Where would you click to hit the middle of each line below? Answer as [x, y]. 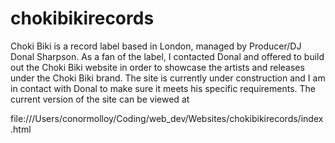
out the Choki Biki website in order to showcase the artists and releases [157, 67]
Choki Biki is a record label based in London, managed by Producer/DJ [156, 46]
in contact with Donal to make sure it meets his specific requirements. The [163, 88]
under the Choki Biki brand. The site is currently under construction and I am [168, 78]
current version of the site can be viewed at [100, 99]
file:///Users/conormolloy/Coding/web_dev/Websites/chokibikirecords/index [167, 118]
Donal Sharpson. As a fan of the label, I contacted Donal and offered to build [167, 56]
